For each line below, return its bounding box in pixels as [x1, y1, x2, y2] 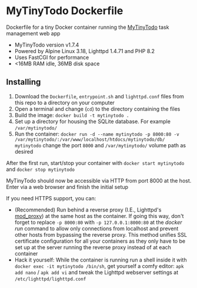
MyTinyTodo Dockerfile [6, 4, 123, 18]
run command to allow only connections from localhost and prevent [14, 225, 179, 232]
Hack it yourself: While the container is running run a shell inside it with [14, 256, 187, 263]
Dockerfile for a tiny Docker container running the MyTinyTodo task [6, 24, 169, 31]
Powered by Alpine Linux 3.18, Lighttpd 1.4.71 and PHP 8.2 [14, 47, 155, 54]
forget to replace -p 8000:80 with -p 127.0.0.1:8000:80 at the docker [14, 219, 182, 226]
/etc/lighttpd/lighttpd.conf [14, 276, 86, 282]
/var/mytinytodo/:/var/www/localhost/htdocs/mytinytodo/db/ [14, 137, 165, 143]
